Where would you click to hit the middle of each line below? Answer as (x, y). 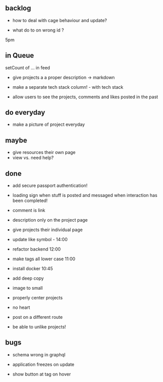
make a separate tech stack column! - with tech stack (68, 87)
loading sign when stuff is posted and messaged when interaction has (85, 196)
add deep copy (28, 278)
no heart (21, 307)
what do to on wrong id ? (38, 30)
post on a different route (37, 317)
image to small (28, 288)
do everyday (25, 113)
